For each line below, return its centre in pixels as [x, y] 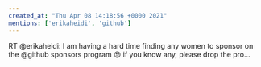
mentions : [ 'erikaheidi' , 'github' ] [70, 23]
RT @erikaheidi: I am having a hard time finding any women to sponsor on [131, 45]
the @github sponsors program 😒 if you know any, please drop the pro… [130, 54]
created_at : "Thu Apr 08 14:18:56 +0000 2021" [88, 16]
